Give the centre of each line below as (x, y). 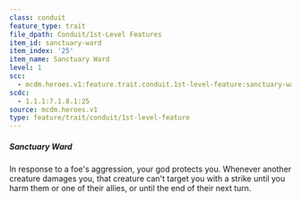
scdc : (19, 92)
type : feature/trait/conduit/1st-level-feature (100, 118)
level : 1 (26, 68)
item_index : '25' (42, 51)
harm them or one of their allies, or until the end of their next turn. (130, 189)
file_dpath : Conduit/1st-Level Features (86, 34)
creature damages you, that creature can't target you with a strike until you (147, 179)
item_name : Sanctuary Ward (60, 59)
